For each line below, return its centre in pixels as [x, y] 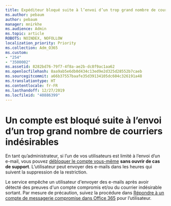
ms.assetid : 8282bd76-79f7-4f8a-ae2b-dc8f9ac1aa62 [60, 67]
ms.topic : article [25, 34]
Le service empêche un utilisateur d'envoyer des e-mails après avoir [77, 182]
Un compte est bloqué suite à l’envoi [83, 120]
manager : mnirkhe [24, 24]
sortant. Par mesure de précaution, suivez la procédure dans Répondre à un [85, 193]
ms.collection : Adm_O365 [32, 48]
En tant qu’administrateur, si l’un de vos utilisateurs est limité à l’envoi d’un [83, 156]
